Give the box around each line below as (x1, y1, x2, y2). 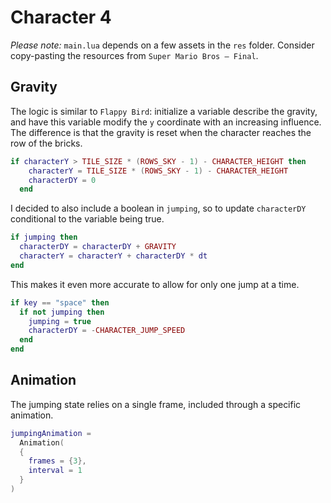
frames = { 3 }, (28, 456, 87, 466)
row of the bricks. (10, 137, 83, 149)
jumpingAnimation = (10, 428, 92, 438)
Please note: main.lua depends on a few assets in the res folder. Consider (10, 39, 315, 51)
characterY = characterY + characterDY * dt (19, 251, 208, 261)
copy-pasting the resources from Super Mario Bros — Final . (10, 49, 259, 61)
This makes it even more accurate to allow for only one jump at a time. (10, 278, 300, 290)
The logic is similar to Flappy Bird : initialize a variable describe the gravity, (10, 105, 318, 117)
